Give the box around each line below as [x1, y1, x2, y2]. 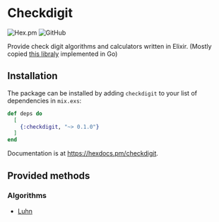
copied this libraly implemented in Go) [7, 49, 118, 58]
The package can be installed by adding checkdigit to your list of [7, 88, 198, 97]
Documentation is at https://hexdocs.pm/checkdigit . [7, 149, 159, 158]
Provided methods [7, 170, 90, 182]
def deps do [7, 110, 42, 117]
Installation [7, 70, 58, 82]
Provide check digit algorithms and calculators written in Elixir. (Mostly [7, 42, 212, 50]
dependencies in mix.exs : [7, 96, 82, 105]
